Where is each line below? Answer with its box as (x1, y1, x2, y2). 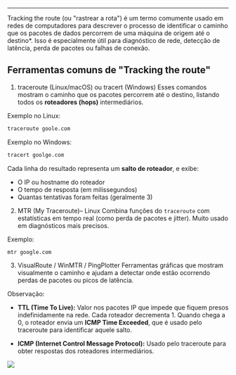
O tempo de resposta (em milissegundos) (17, 185, 138, 193)
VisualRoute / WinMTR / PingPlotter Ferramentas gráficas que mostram (17, 261, 223, 269)
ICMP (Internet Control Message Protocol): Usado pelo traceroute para (17, 339, 226, 348)
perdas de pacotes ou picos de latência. (17, 276, 134, 284)
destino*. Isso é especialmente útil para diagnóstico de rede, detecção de (7, 37, 220, 44)
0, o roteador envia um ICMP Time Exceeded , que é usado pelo (17, 318, 202, 326)
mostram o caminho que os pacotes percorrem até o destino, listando (17, 90, 220, 98)
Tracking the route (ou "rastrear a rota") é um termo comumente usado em (7, 14, 223, 22)
